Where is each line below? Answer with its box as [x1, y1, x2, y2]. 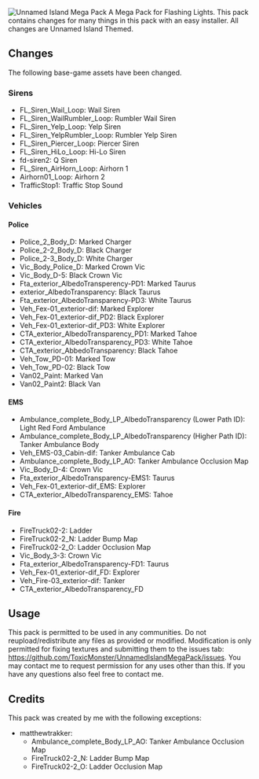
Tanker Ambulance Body [19, 440, 100, 449]
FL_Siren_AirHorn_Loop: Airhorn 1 [19, 164, 129, 173]
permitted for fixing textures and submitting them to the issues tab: [8, 644, 224, 654]
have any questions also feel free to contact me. [8, 670, 164, 679]
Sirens [8, 87, 34, 98]
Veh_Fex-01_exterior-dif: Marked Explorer [19, 304, 155, 314]
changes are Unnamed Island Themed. [8, 24, 133, 33]
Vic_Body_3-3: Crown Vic [19, 551, 102, 560]
